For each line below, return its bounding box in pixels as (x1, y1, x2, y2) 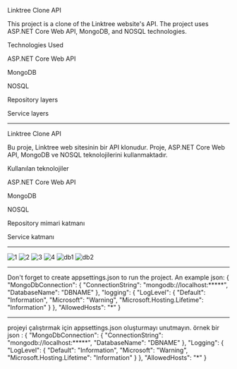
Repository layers (7, 95, 59, 104)
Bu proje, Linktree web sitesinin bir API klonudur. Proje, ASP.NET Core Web (7, 143, 226, 151)
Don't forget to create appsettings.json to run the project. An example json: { (7, 273, 229, 282)
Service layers (7, 109, 49, 117)
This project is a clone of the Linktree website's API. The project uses (7, 20, 209, 28)
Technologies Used (7, 41, 63, 49)
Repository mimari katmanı (7, 219, 85, 227)
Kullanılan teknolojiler (7, 164, 69, 172)
